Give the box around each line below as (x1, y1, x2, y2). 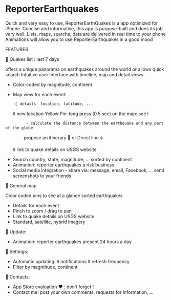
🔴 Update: (5, 228, 27, 234)
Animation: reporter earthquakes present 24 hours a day (12, 239, 132, 245)
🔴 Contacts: (5, 273, 30, 280)
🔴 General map (5, 182, 37, 188)
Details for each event (12, 202, 59, 208)
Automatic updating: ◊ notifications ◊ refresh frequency (12, 258, 130, 264)
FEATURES (5, 46, 29, 52)
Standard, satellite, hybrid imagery (12, 219, 85, 225)
